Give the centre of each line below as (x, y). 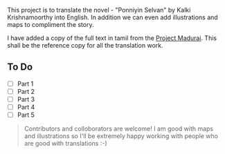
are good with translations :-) (65, 144)
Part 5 (26, 115)
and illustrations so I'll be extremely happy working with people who (121, 136)
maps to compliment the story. (51, 25)
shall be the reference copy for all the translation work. (85, 45)
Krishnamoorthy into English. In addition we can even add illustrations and (112, 17)
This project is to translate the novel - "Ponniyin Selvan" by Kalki (99, 10)
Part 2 (26, 91)
